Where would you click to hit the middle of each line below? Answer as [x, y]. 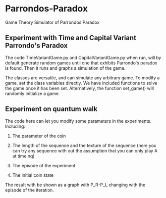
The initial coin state [33, 175]
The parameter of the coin [39, 136]
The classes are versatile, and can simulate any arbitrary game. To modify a [83, 78]
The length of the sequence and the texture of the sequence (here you [84, 145]
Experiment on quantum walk [51, 109]
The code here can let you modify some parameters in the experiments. [78, 121]
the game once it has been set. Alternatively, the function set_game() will [80, 88]
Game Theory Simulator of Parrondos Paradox [53, 22]
